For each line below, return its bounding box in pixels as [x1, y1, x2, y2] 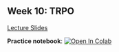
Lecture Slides [7, 23, 48, 31]
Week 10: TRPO [7, 5, 74, 17]
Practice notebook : [7, 37, 63, 45]
